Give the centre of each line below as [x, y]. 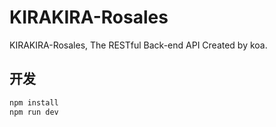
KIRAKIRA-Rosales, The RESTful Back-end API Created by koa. [138, 45]
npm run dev [34, 112]
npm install [34, 102]
